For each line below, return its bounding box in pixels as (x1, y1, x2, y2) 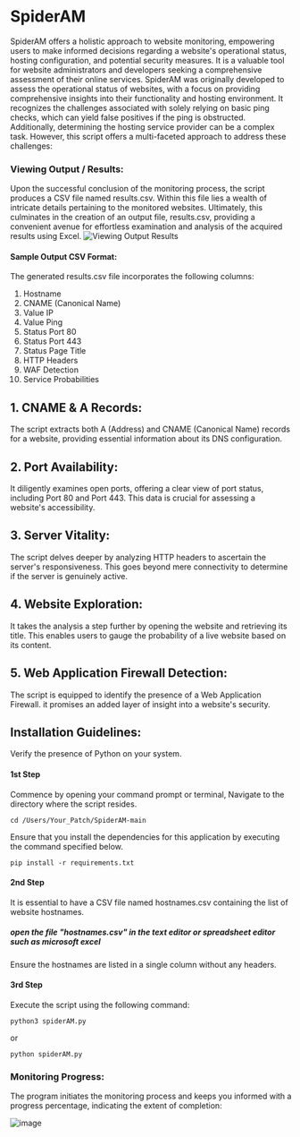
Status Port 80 (22, 327, 77, 338)
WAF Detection (22, 364, 79, 375)
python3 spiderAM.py (10, 1016, 87, 1026)
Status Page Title (22, 346, 87, 356)
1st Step (10, 768, 41, 780)
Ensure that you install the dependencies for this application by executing (10, 831, 280, 842)
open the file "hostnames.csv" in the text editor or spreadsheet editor (10, 927, 276, 937)
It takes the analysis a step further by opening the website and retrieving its (10, 620, 288, 631)
